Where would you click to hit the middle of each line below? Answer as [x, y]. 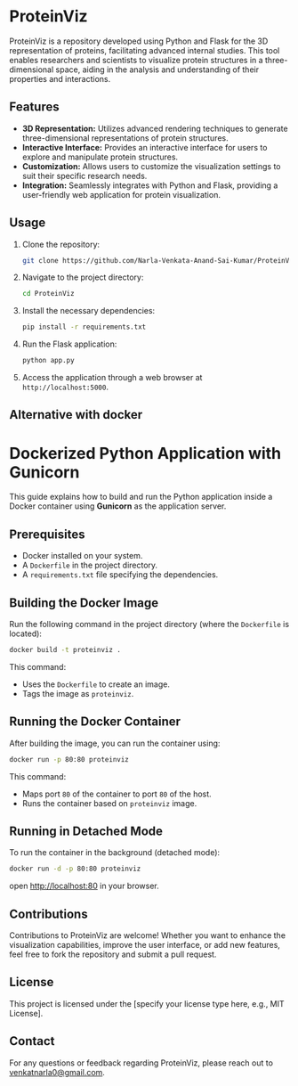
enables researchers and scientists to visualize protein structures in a [137, 60]
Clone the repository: [61, 244]
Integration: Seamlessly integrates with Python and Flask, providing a [150, 185]
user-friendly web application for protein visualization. [121, 194]
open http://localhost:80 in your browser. [85, 886]
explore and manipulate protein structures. [100, 157]
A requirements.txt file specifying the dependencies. [120, 575]
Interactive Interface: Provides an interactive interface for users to [145, 147]
